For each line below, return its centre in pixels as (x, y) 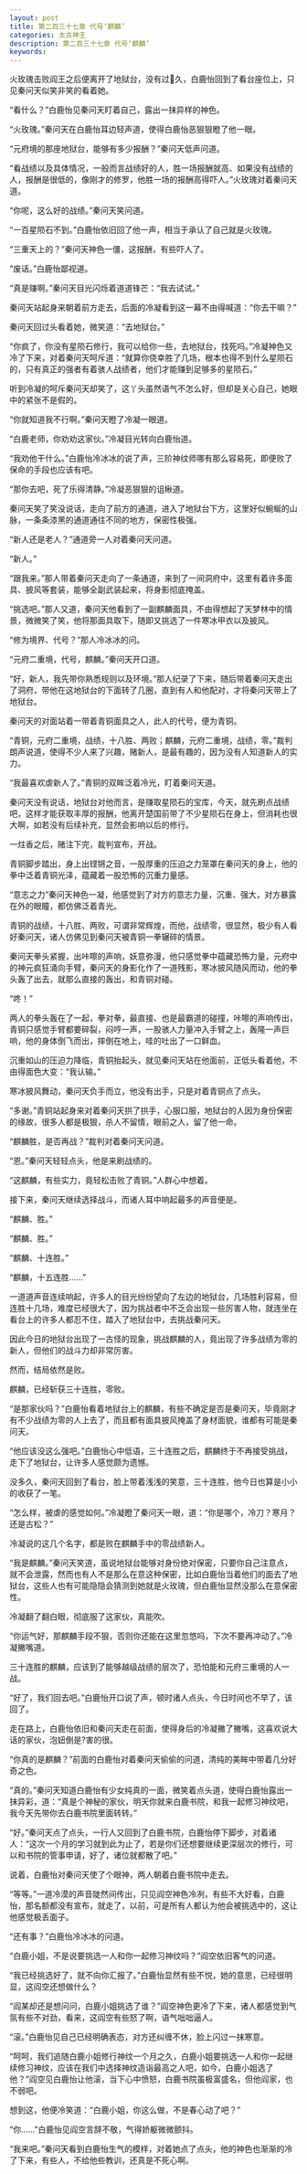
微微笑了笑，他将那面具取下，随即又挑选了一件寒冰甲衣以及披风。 (149, 620)
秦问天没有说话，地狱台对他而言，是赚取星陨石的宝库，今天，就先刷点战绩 (149, 802)
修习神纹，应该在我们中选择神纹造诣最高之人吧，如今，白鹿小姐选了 (145, 2068)
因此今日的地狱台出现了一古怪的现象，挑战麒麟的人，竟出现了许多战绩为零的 (153, 1339)
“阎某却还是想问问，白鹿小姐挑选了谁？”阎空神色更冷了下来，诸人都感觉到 (149, 2006)
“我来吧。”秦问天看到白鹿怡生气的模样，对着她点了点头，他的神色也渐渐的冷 (151, 2149)
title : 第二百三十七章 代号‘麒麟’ (68, 27)
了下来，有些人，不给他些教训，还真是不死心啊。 (101, 2160)
